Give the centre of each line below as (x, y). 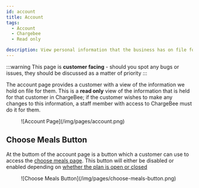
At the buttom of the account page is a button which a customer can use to (98, 154)
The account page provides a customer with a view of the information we (95, 84)
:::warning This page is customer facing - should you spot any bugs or (93, 66)
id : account (21, 12)
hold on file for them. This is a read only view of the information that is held (98, 91)
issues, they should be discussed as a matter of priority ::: (77, 73)
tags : (13, 23)
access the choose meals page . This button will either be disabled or (90, 160)
